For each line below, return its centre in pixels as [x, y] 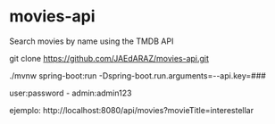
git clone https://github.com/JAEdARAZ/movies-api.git [109, 58]
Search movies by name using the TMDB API [92, 41]
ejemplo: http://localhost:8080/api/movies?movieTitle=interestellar [132, 110]
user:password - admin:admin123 [71, 93]
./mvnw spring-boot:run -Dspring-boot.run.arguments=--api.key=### [137, 75]
